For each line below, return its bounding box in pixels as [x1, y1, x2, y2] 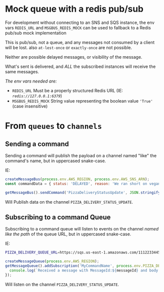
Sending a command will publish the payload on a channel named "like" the [5, 152, 157, 158]
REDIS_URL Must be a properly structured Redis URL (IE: [12, 87, 123, 93]
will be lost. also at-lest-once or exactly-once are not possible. [5, 44, 132, 50]
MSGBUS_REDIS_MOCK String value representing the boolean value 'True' [12, 98, 153, 104]
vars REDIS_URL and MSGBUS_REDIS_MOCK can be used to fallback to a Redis [5, 24, 151, 30]
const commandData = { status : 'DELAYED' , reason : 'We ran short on [5, 181, 147, 186]
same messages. [5, 68, 39, 74]
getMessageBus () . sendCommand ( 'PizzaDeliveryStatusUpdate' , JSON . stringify [5, 190, 161, 195]
